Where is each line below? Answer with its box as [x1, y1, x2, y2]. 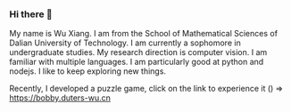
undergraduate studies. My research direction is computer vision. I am [9, 47, 268, 58]
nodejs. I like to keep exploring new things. [9, 66, 167, 76]
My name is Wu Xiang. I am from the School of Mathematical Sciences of [9, 28, 279, 39]
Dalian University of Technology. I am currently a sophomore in [9, 37, 241, 48]
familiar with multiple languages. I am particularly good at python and [9, 57, 264, 68]
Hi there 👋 [9, 8, 54, 20]
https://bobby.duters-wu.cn [9, 92, 112, 103]
